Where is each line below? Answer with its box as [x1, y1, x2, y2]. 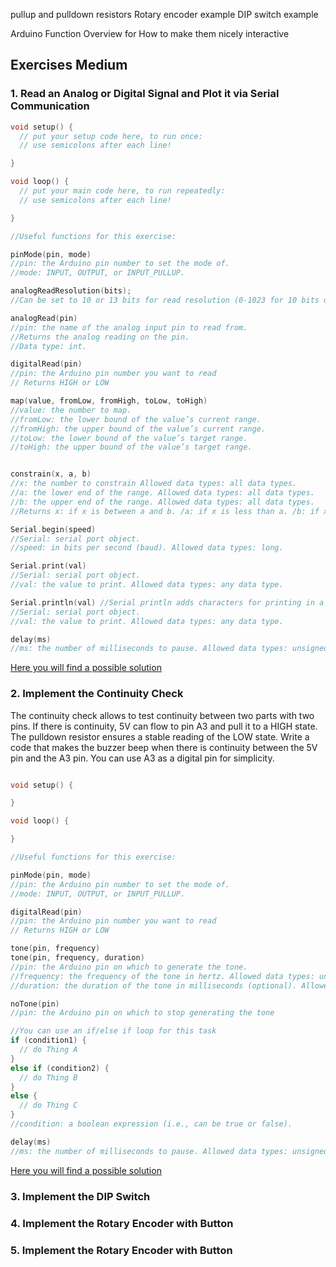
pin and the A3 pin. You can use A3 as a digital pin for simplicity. [10, 752, 275, 764]
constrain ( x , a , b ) [10, 469, 92, 479]
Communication [10, 99, 90, 113]
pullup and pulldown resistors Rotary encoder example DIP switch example [10, 9, 319, 20]
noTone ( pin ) [10, 999, 60, 1009]
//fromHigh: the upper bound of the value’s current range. [10, 424, 267, 434]
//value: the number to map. [10, 405, 132, 415]
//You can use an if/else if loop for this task [10, 1026, 217, 1036]
